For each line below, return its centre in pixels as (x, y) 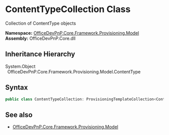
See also (19, 115)
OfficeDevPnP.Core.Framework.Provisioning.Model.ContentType (74, 72)
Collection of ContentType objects (41, 23)
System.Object (20, 66)
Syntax (17, 87)
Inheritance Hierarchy (40, 54)
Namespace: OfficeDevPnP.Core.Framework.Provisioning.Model (72, 33)
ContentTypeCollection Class (68, 9)
